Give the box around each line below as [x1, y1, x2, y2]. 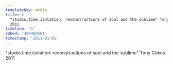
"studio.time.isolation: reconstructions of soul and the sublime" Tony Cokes [5, 49, 165, 56]
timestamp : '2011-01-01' [5, 36, 59, 41]
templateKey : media [5, 7, 47, 13]
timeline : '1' [5, 26, 36, 31]
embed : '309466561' [5, 31, 47, 36]
